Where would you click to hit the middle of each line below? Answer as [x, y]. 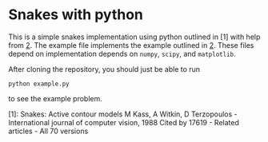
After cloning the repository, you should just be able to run [104, 69]
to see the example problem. [55, 98]
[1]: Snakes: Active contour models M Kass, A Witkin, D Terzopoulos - [123, 114]
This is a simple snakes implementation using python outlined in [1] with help [134, 37]
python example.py [39, 84]
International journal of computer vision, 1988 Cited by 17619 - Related [124, 122]
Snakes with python [76, 15]
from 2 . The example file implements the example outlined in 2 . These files [131, 45]
